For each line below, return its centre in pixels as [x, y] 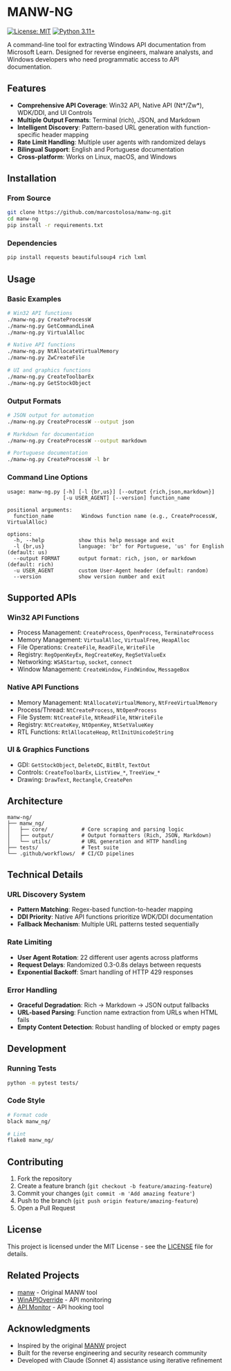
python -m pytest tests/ [43, 1083]
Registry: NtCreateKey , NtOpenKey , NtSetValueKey [85, 724]
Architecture [35, 801]
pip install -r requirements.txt [55, 226]
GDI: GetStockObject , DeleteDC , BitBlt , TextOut [84, 764]
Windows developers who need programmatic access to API [93, 59]
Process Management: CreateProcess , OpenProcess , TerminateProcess [115, 633]
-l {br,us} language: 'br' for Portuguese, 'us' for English [119, 546]
